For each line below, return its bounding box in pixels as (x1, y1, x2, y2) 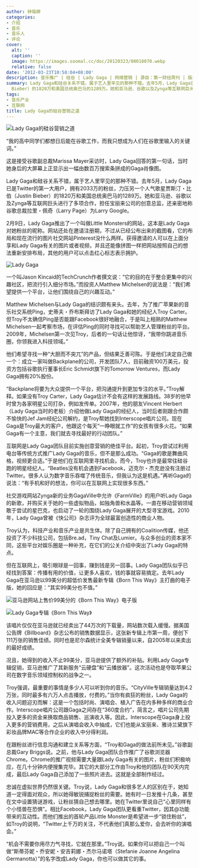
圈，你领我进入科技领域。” (6, 338, 69, 345)
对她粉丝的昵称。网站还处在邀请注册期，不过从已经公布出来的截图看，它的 (6, 227, 188, 234)
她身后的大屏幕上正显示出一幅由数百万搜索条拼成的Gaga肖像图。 (6, 165, 165, 172)
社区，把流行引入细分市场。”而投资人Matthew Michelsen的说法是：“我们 (11, 281, 186, 288)
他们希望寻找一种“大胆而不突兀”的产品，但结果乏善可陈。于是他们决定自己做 (6, 350, 192, 358)
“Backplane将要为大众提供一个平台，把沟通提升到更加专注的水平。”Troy (6, 385, 179, 392)
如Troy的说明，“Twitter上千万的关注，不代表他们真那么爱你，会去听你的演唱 (6, 821, 192, 828)
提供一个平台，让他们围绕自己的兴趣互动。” (11, 288, 115, 295)
